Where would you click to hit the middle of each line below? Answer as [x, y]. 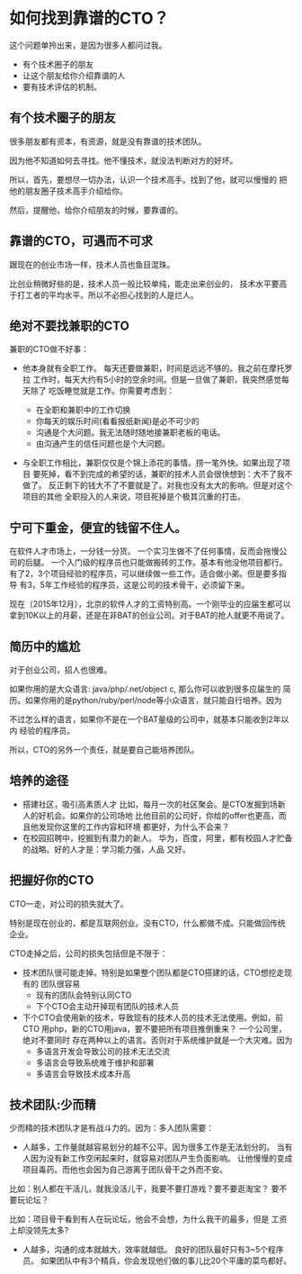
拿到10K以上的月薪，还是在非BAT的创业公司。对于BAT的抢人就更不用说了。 [149, 615]
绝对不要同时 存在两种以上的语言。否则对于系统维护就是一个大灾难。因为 [157, 1040]
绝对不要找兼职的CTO [70, 325]
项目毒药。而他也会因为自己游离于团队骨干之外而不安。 [124, 1170]
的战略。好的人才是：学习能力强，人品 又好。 [106, 849]
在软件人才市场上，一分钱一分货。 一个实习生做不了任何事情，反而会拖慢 [144, 551]
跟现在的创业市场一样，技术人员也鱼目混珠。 [92, 264]
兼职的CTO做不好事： [49, 349]
